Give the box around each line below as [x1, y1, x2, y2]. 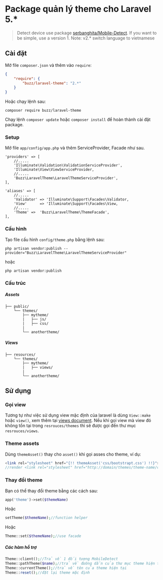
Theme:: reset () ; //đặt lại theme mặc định [5, 570, 90, 575]
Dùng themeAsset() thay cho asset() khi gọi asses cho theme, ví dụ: [5, 451, 141, 457]
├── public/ [5, 304, 29, 309]
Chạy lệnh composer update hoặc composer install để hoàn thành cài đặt [5, 117, 151, 122]
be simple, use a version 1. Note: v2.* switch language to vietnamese [16, 35, 155, 41]
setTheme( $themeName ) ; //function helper [5, 516, 88, 520]
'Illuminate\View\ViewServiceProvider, [14, 167, 95, 172]
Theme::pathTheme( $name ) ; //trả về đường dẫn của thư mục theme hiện [5, 561, 155, 566]
